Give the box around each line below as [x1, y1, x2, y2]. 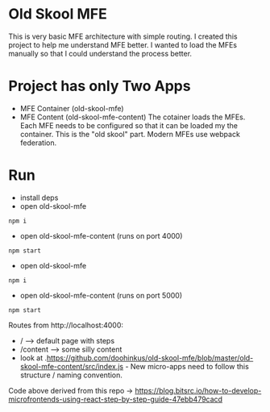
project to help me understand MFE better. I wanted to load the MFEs [8, 40, 238, 49]
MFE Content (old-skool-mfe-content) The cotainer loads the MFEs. [19, 112, 246, 122]
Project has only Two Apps [8, 77, 191, 95]
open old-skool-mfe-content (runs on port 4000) [19, 231, 183, 240]
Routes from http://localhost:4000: [8, 320, 123, 330]
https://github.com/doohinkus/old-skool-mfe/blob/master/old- [47, 352, 254, 363]
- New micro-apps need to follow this [124, 361, 250, 371]
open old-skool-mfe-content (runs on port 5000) [19, 290, 183, 300]
